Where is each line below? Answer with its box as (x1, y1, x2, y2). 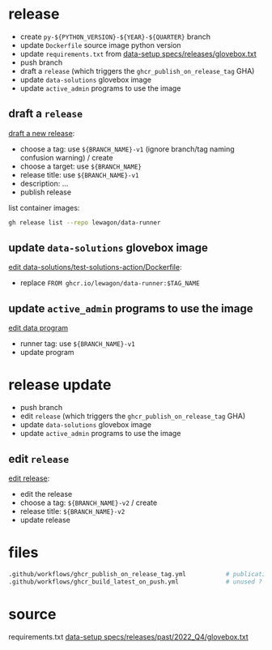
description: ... (19, 178, 69, 188)
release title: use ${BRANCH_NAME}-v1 (19, 169, 139, 179)
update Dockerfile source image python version (19, 40, 181, 49)
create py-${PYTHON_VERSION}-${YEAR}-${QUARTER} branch (19, 32, 210, 41)
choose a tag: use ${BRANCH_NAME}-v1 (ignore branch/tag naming (19, 143, 235, 154)
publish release (19, 187, 71, 197)
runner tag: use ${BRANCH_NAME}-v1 (19, 339, 135, 349)
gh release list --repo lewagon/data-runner (8, 218, 161, 227)
